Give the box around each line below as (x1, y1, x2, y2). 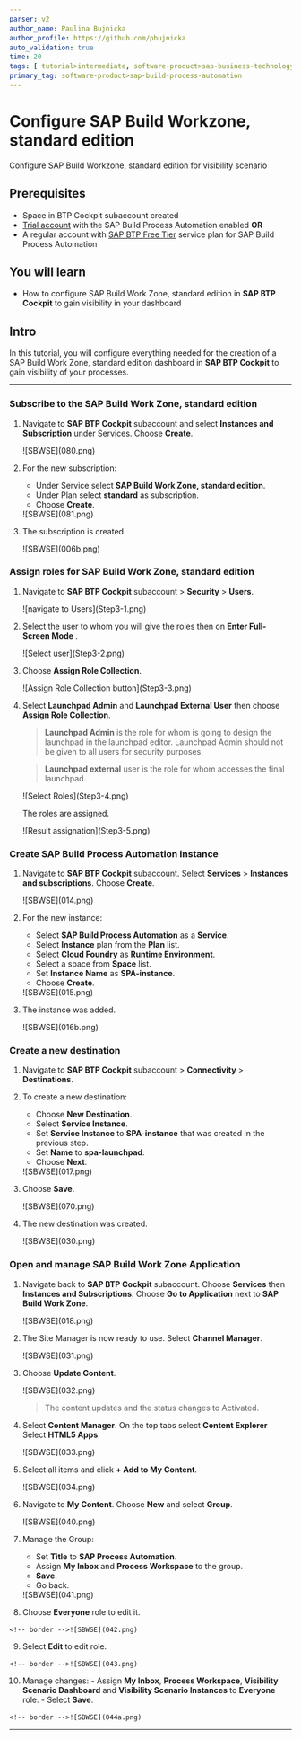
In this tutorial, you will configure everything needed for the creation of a (9, 348, 277, 358)
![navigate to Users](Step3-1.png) (21, 603, 147, 614)
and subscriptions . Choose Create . (21, 878, 155, 888)
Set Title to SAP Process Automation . (35, 1550, 177, 1562)
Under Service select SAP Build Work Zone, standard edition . (35, 480, 266, 490)
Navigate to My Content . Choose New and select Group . (21, 1498, 233, 1509)
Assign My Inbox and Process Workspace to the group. (35, 1560, 244, 1571)
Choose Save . (21, 1184, 75, 1195)
